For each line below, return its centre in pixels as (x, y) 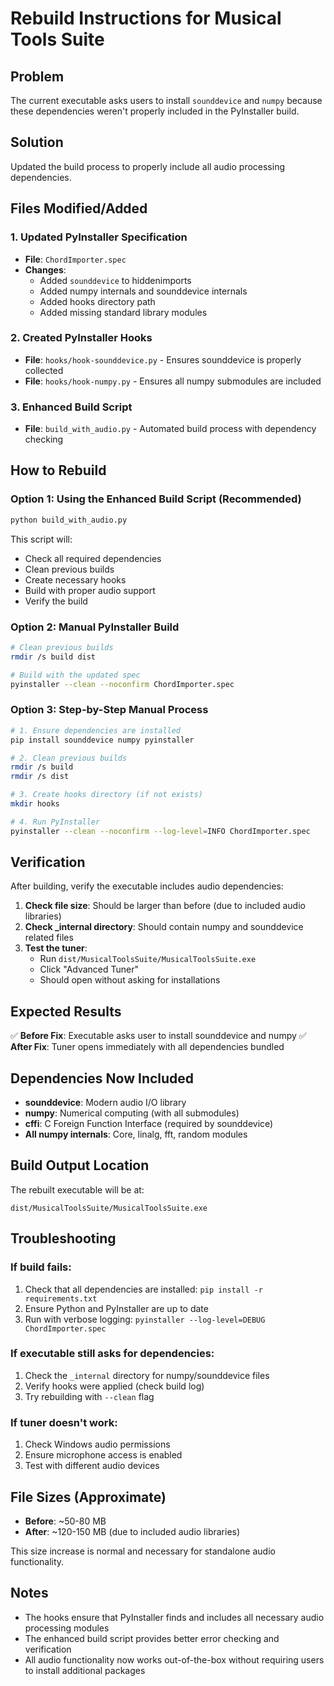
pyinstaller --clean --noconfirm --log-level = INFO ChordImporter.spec (160, 831)
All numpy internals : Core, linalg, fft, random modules (136, 1134)
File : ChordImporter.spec (75, 259)
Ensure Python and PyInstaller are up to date (116, 1308)
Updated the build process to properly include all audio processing (147, 166)
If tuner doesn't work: (64, 1422)
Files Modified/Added (79, 208)
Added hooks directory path (97, 301)
